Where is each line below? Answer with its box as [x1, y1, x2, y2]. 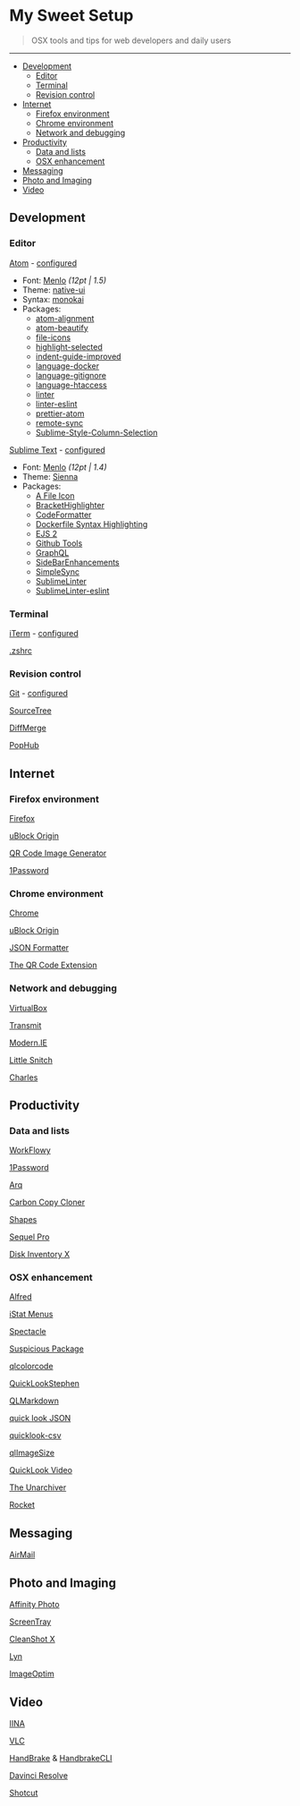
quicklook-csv [9, 1430, 62, 1441]
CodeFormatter [35, 509, 92, 520]
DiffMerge [9, 722, 46, 734]
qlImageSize [9, 1447, 55, 1459]
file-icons [35, 332, 71, 343]
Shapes [9, 1214, 37, 1225]
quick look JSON [9, 1413, 71, 1424]
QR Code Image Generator [9, 848, 107, 858]
